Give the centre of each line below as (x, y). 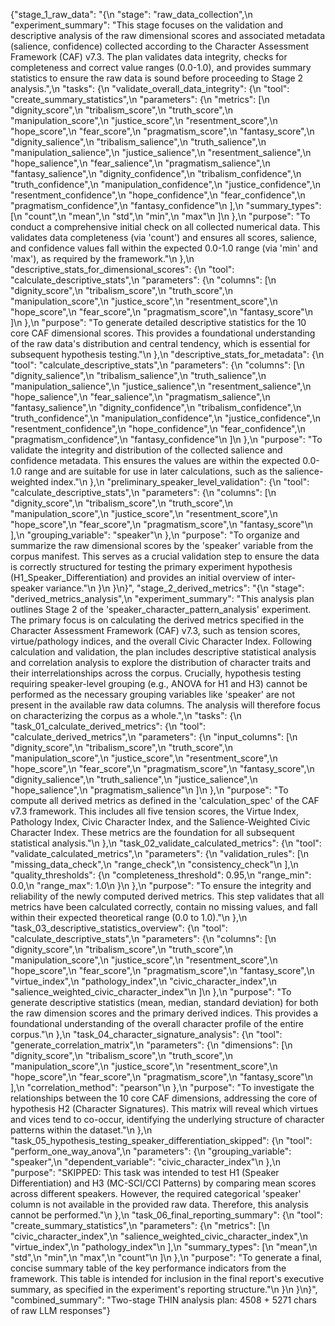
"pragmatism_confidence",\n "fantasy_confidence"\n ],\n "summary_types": (166, 205)
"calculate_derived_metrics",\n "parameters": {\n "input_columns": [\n (154, 737)
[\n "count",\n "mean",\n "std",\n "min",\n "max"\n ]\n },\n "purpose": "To (160, 216)
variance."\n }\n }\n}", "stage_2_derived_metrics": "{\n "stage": (175, 588)
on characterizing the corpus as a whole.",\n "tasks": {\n (126, 715)
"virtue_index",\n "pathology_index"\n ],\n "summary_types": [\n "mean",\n (164, 1247)
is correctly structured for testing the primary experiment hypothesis (151, 567)
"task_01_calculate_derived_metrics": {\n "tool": (108, 726)
